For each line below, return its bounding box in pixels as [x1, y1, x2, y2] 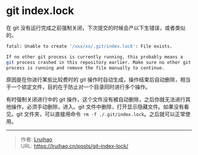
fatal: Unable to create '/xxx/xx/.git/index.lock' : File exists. [6, 43, 173, 49]
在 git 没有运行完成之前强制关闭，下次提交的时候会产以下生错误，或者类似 [6, 24, 186, 31]
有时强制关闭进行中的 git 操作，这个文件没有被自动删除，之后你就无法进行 [6, 96, 186, 103]
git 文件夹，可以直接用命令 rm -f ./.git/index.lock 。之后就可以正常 [16, 110, 186, 118]
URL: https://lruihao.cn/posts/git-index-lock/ [20, 143, 128, 150]
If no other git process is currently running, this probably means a [6, 54, 183, 60]
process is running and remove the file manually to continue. [6, 65, 165, 71]
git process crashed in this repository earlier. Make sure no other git [6, 59, 192, 65]
